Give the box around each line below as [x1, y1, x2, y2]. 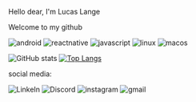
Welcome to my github [8, 22, 82, 31]
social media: [8, 69, 52, 79]
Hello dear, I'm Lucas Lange [8, 7, 101, 16]
